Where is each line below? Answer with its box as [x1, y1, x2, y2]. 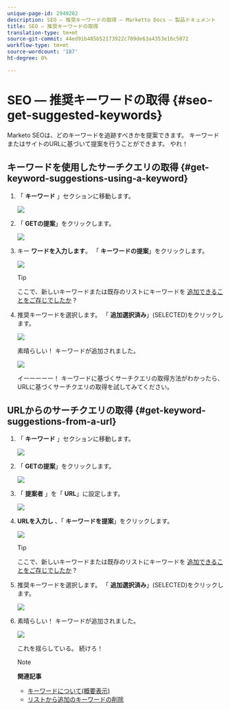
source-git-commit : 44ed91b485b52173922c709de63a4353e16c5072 [7, 36, 189, 43]
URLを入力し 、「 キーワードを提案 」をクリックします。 [16, 517, 174, 525]
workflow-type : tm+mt [7, 42, 69, 49]
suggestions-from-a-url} [7, 416, 117, 427]
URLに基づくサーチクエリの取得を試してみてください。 [16, 382, 174, 391]
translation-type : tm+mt [7, 29, 78, 36]
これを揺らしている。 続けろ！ [16, 644, 104, 652]
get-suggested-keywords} [7, 107, 163, 123]
